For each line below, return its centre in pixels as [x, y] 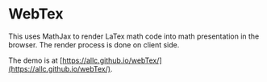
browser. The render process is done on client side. [94, 44]
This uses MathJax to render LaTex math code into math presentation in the [134, 36]
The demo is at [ [35, 60]
